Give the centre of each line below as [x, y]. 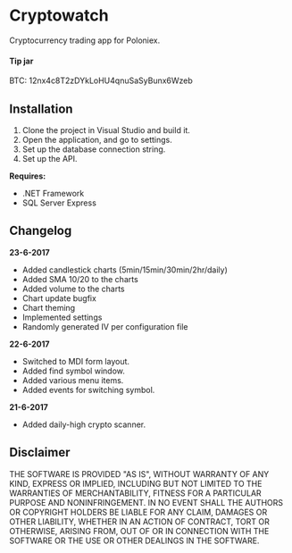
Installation [41, 109]
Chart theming [49, 307]
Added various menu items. [73, 380]
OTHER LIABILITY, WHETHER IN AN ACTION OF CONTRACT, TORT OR [139, 521]
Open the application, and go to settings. [97, 139]
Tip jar [21, 61]
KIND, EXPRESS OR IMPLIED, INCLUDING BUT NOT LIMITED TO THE [136, 483]
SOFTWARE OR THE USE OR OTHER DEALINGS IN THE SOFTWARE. [134, 540]
